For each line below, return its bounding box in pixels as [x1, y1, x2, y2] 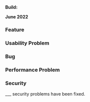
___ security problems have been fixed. [5, 91, 85, 97]
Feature [5, 26, 24, 33]
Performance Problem [5, 66, 60, 73]
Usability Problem [5, 39, 49, 46]
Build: [5, 4, 18, 10]
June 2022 [5, 14, 28, 19]
